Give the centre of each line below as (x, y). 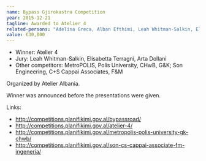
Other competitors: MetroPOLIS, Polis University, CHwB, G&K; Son (99, 66)
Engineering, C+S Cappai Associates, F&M (69, 72)
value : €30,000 (26, 35)
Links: (14, 107)
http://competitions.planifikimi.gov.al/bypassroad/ (78, 119)
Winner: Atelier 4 (36, 52)
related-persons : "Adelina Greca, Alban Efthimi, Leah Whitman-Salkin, (100, 29)
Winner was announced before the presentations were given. (84, 95)
